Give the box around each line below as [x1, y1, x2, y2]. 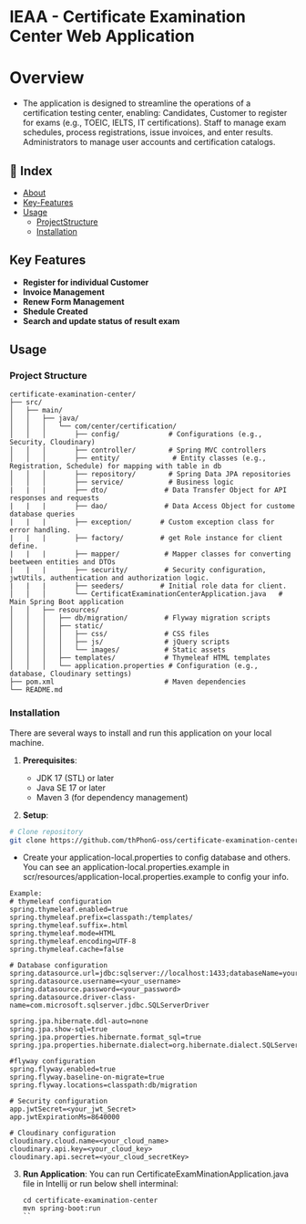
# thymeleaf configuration [9, 897, 112, 906]
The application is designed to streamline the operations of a [22, 98, 251, 109]
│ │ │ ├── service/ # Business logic [9, 477, 234, 487]
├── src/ [9, 398, 43, 407]
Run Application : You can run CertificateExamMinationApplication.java [22, 1168, 290, 1179]
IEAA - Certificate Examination [9, 6, 246, 27]
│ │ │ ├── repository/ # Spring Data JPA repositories [9, 470, 291, 479]
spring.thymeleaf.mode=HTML [9, 929, 117, 938]
